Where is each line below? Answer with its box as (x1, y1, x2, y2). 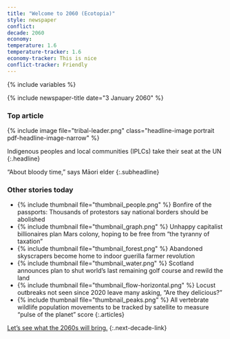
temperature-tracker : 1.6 (7, 49, 81, 56)
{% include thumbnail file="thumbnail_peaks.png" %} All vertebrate (17, 296, 209, 304)
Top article (7, 111, 44, 121)
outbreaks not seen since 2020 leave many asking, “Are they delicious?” (17, 289, 222, 297)
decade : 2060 (7, 29, 45, 37)
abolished (17, 215, 45, 224)
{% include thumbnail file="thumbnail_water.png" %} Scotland (17, 259, 194, 267)
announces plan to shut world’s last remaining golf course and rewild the (17, 267, 224, 275)
